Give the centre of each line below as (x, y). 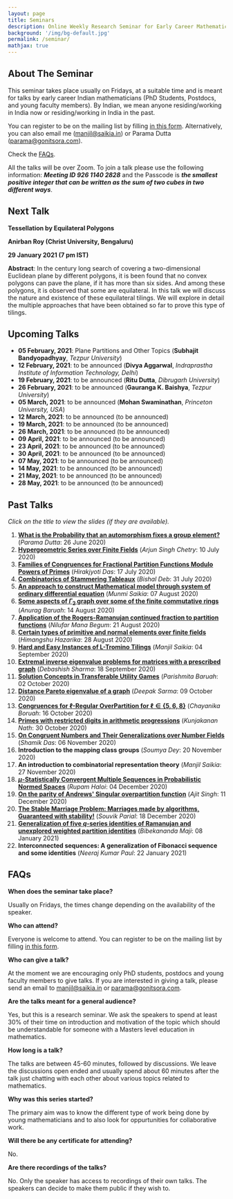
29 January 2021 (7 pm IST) (48, 255)
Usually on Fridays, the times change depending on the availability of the (112, 905)
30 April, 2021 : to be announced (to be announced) (92, 453)
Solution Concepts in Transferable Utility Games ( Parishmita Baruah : (118, 676)
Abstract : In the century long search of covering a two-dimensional (104, 268)
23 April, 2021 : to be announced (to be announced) (91, 447)
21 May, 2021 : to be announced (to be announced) (90, 476)
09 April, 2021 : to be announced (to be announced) (92, 439)
